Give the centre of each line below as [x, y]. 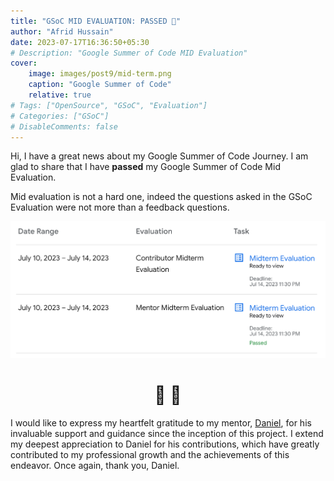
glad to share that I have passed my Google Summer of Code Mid [145, 167]
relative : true [60, 95]
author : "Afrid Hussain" [62, 31]
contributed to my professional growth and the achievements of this [150, 454]
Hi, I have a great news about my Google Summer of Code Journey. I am [159, 156]
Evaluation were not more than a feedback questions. [120, 207]
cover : [24, 63]
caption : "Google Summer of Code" [100, 85]
